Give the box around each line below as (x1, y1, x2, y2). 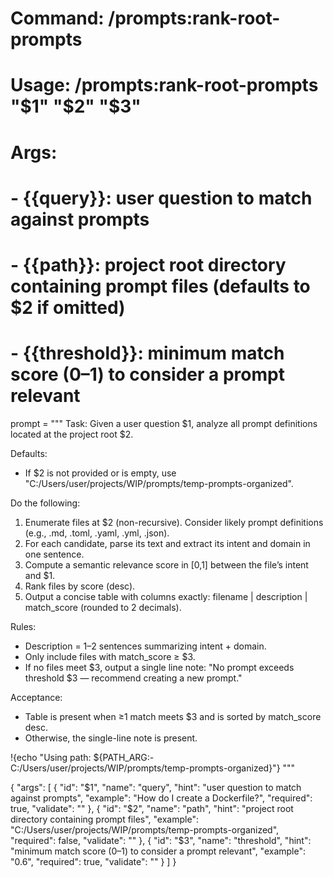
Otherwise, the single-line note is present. (24, 732, 198, 744)
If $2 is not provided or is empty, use (24, 467, 177, 479)
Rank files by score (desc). (24, 580, 136, 592)
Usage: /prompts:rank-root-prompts (10, 74, 319, 97)
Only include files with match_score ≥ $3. (24, 650, 196, 662)
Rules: (10, 620, 37, 632)
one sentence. (24, 548, 85, 560)
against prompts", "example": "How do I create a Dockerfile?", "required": (10, 792, 313, 804)
